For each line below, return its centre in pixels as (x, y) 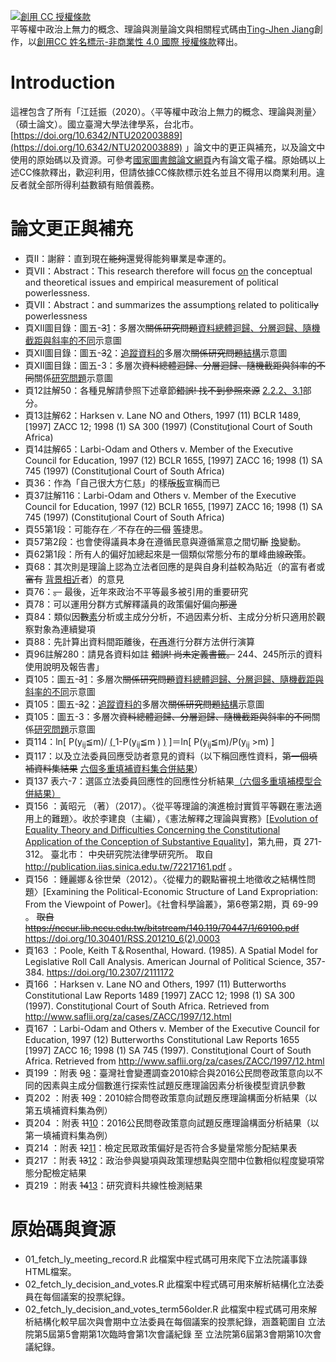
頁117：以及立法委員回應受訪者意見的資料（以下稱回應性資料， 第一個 (167, 756)
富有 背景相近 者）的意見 (74, 579)
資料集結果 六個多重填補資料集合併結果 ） (118, 768)
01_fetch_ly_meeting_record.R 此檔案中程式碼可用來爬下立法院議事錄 (166, 1259)
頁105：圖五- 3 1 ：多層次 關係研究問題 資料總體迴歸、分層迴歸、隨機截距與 (174, 679)
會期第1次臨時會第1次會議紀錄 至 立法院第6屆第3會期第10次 (191, 1334)
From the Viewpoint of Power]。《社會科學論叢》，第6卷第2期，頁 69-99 (171, 904)
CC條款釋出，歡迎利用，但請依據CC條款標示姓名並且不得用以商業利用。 (167, 172)
